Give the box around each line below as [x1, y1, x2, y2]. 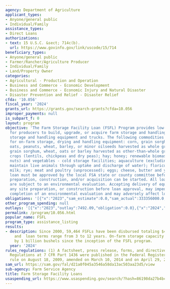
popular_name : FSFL [5, 215, 47, 220]
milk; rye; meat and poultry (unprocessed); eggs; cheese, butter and [10, 168, 162, 173]
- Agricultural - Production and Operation [5, 78, 99, 83]
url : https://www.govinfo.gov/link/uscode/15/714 [10, 45, 116, 50]
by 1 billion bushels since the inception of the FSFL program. [14, 238, 153, 243]
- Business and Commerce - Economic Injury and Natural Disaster [5, 87, 146, 93]
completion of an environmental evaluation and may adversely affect [10, 191, 159, 196]
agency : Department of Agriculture [5, 7, 80, 13]
